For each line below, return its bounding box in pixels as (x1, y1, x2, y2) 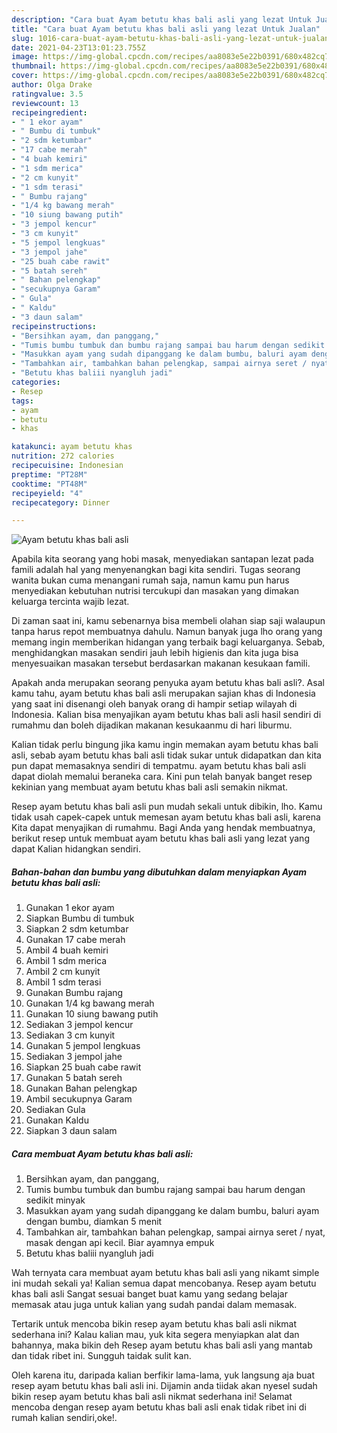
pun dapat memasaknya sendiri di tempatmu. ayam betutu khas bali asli (11, 760, 307, 772)
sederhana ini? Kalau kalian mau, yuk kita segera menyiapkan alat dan (11, 1329, 300, 1341)
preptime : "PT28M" (11, 469, 88, 480)
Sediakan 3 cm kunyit (25, 1029, 116, 1041)
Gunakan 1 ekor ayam (25, 902, 115, 914)
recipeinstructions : (11, 321, 98, 331)
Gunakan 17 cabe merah (25, 934, 126, 946)
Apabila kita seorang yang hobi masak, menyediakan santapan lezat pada (11, 553, 314, 565)
